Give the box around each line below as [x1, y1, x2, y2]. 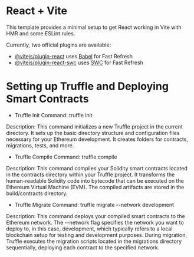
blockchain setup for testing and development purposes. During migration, [6, 231, 188, 238]
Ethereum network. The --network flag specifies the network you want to [6, 219, 184, 226]
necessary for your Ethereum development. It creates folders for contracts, [6, 136, 189, 143]
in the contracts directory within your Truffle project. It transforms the [6, 171, 175, 178]
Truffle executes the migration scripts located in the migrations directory [6, 238, 182, 245]
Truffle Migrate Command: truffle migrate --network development [14, 201, 175, 208]
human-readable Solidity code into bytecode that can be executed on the [6, 177, 184, 184]
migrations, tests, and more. [6, 141, 74, 149]
